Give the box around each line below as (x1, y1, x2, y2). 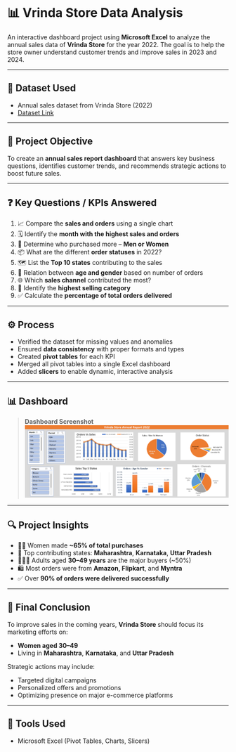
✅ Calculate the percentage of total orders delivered (17, 292, 172, 300)
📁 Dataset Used (7, 82, 76, 94)
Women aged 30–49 (17, 641, 79, 649)
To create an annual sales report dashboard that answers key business (7, 154, 216, 162)
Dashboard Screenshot (24, 417, 94, 425)
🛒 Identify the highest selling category (17, 284, 131, 292)
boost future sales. (7, 169, 62, 177)
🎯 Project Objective (7, 136, 93, 148)
